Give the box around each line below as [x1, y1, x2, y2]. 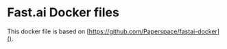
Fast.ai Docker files [7, 5, 120, 20]
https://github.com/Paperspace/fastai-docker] [88, 27, 220, 35]
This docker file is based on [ [7, 27, 89, 35]
